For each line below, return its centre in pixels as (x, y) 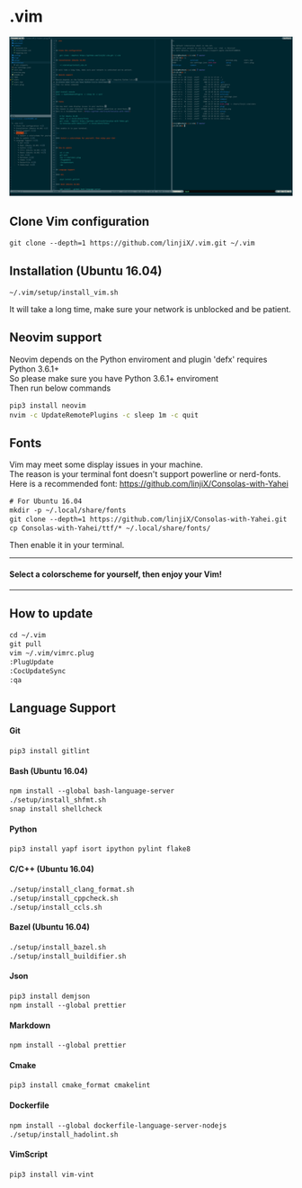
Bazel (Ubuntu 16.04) (49, 927)
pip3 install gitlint (50, 751)
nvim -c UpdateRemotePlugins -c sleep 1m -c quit (104, 415)
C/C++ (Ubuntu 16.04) (52, 869)
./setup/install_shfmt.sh (58, 800)
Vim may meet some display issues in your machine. (107, 464)
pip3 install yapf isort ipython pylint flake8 (100, 849)
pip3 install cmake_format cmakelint (80, 1085)
